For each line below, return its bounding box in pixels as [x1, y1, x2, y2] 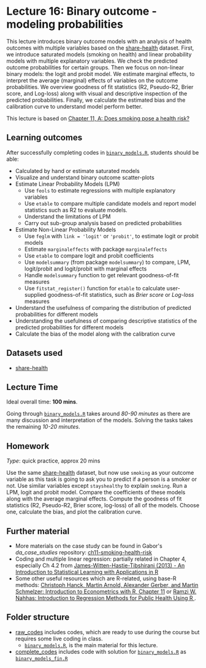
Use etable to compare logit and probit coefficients [24, 251, 154, 259]
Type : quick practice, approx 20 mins [6, 457, 101, 464]
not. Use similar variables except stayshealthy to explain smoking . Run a [6, 482, 188, 489]
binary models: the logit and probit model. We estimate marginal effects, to [6, 70, 195, 77]
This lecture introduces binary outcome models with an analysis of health [6, 37, 192, 45]
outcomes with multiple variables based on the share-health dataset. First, [6, 44, 194, 52]
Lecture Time [6, 382, 58, 392]
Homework [6, 440, 50, 451]
